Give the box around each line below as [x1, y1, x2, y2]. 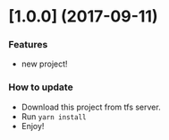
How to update [8, 81, 73, 93]
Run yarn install [21, 110, 87, 122]
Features [8, 39, 48, 51]
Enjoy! [21, 120, 45, 131]
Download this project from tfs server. [21, 101, 162, 112]
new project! [21, 58, 68, 69]
